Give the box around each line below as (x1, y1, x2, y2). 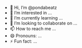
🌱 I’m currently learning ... (9, 15, 63, 21)
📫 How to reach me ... (9, 26, 56, 31)
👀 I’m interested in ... (9, 10, 52, 16)
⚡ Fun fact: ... (9, 38, 37, 44)
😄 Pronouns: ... (9, 33, 42, 39)
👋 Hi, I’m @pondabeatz (9, 5, 57, 10)
